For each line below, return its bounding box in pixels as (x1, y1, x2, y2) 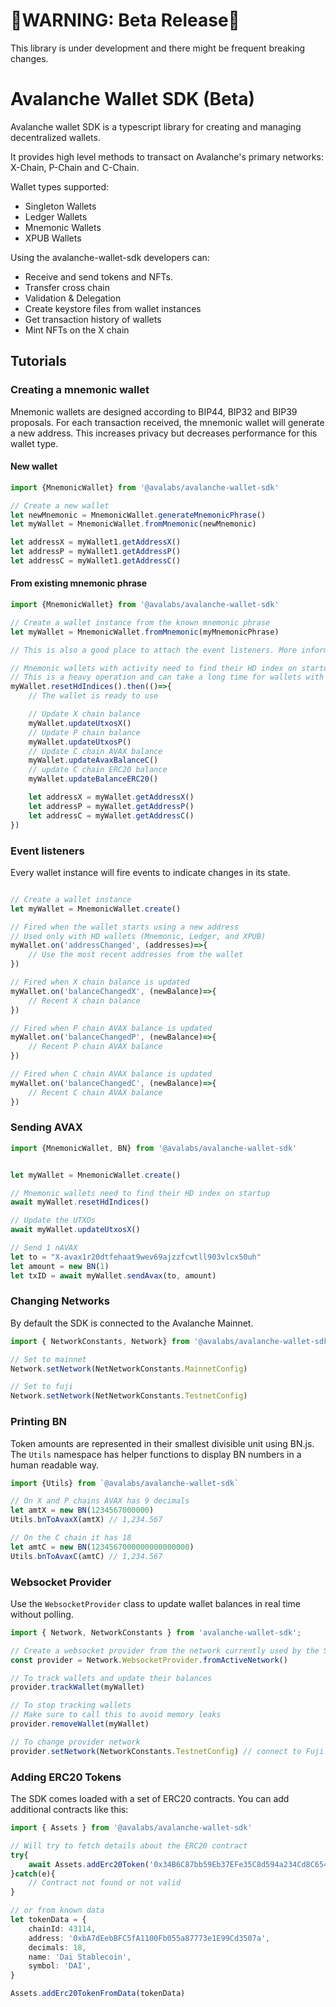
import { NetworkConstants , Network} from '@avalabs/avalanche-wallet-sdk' (10, 1336, 333, 1346)
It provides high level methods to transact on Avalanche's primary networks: (10, 150, 324, 163)
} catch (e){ (10, 1869, 56, 1879)
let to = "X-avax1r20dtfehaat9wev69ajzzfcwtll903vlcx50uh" (10, 1252, 262, 1262)
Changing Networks (10, 1294, 110, 1308)
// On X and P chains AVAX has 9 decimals (10, 1496, 190, 1506)
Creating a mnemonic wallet (10, 383, 150, 397)
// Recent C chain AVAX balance (28, 1087, 163, 1098)
